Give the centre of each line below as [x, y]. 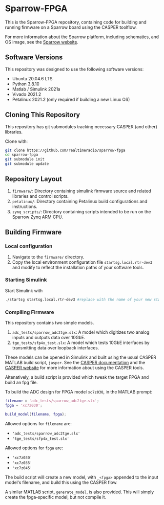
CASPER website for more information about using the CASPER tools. [74, 368]
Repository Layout [34, 179]
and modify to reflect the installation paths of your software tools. [78, 267]
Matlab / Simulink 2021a [36, 89]
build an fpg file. [21, 383]
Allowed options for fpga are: [34, 448]
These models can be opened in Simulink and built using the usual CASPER [81, 357]
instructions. [25, 207]
